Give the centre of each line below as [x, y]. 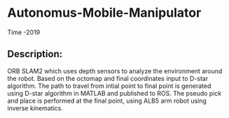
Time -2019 [24, 32]
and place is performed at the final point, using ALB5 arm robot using [107, 101]
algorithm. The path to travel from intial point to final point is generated [109, 86]
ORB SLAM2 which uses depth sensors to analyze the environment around [115, 71]
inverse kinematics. [35, 108]
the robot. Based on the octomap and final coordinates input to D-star [108, 78]
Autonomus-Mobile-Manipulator [104, 13]
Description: [35, 54]
